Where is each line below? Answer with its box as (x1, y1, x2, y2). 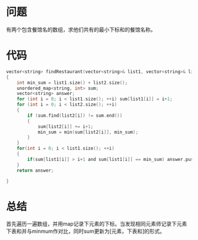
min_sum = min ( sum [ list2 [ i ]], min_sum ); (37, 129, 138, 135)
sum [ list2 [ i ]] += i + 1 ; (37, 123, 94, 130)
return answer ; (16, 167, 54, 173)
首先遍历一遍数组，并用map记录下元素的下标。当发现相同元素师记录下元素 (6, 221, 187, 228)
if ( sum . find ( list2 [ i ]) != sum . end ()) (27, 113, 123, 119)
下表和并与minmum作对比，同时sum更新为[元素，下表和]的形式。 (6, 228, 165, 235)
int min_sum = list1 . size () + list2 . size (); (16, 80, 128, 86)
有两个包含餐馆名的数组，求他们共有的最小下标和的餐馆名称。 (6, 26, 156, 33)
